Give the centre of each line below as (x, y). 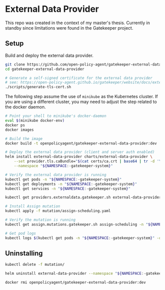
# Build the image (24, 139)
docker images (20, 130)
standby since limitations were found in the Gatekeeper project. (69, 28)
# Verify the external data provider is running (56, 175)
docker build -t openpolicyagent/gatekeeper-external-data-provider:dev (81, 143)
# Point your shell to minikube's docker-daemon (56, 116)
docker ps (15, 125)
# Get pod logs (21, 233)
